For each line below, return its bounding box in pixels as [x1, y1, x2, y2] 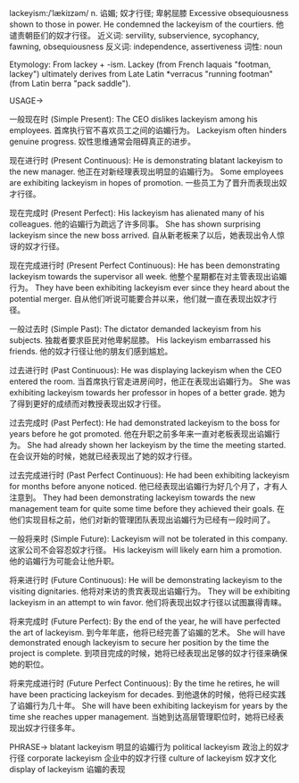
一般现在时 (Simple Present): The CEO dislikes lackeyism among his [9, 114, 258, 124]
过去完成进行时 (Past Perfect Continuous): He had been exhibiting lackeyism [9, 470, 290, 480]
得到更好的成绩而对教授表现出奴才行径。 [16, 398, 166, 409]
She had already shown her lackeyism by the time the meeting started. [26, 440, 287, 450]
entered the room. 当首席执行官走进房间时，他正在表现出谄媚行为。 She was [9, 376, 291, 387]
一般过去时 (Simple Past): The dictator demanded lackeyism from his [9, 324, 262, 334]
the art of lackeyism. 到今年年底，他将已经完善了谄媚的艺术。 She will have [9, 628, 286, 637]
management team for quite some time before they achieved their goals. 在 [9, 504, 286, 513]
